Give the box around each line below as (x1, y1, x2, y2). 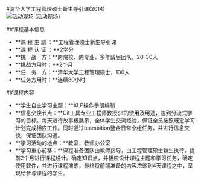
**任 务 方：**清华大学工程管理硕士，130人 (14, 69, 130, 75)
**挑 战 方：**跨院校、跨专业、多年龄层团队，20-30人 (14, 54, 158, 60)
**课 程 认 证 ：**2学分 (14, 46, 74, 53)
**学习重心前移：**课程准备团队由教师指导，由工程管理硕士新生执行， (14, 147, 190, 154)
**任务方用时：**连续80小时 (14, 76, 86, 83)
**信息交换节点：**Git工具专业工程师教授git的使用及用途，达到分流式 (14, 109, 187, 116)
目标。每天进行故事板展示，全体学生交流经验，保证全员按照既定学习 (25, 117, 195, 124)
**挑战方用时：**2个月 (14, 61, 74, 68)
